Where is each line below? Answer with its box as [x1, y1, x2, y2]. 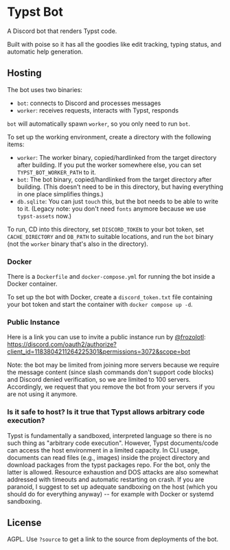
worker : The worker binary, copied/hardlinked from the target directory [16, 153, 217, 161]
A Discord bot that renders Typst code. [7, 27, 117, 35]
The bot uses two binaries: [7, 85, 82, 93]
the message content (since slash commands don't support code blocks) [7, 368, 214, 376]
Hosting [7, 67, 43, 79]
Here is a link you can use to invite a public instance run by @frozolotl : [7, 333, 206, 341]
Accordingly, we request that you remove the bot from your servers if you [7, 382, 215, 391]
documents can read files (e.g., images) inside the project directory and [7, 453, 210, 461]
